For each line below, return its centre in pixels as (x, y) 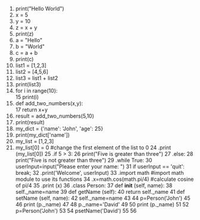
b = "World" (30, 46)
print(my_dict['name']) (43, 135)
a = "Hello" (29, 40)
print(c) (24, 59)
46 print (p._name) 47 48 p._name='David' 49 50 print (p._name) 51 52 (102, 204)
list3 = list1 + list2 (37, 78)
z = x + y (26, 27)
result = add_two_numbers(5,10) (55, 116)
